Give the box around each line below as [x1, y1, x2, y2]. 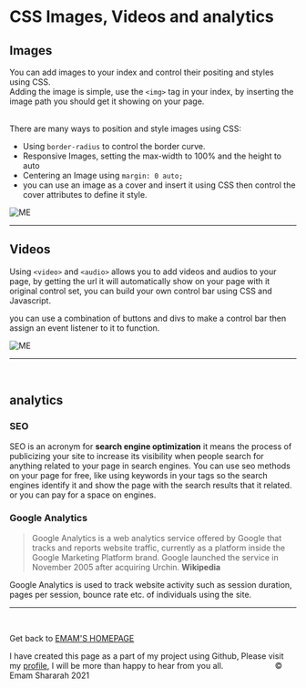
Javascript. [9, 294, 52, 306]
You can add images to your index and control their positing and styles [9, 67, 275, 77]
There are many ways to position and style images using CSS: [9, 123, 241, 134]
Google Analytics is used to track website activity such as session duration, [9, 579, 293, 590]
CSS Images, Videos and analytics [9, 6, 275, 27]
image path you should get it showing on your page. [9, 96, 205, 107]
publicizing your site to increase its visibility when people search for [9, 450, 264, 461]
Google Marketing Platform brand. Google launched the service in [31, 551, 280, 562]
